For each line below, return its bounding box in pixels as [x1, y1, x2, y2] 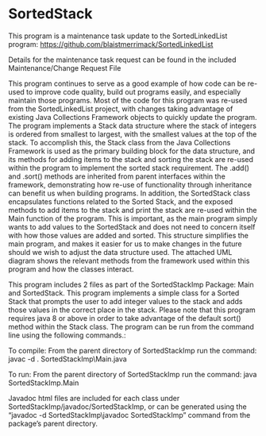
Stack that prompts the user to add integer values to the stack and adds [8, 296, 244, 306]
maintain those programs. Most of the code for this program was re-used [8, 95, 248, 105]
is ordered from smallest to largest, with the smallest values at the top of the [8, 129, 257, 139]
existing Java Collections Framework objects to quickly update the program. [8, 112, 257, 122]
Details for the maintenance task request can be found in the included [8, 55, 237, 64]
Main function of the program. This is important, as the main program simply [8, 214, 258, 223]
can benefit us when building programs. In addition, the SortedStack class [8, 188, 251, 198]
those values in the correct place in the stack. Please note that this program [8, 305, 256, 314]
